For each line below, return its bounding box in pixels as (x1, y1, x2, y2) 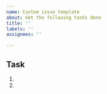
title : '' (6, 20, 31, 26)
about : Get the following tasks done (6, 15, 102, 21)
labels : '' (6, 25, 34, 32)
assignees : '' (6, 32, 42, 38)
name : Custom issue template (6, 8, 80, 15)
